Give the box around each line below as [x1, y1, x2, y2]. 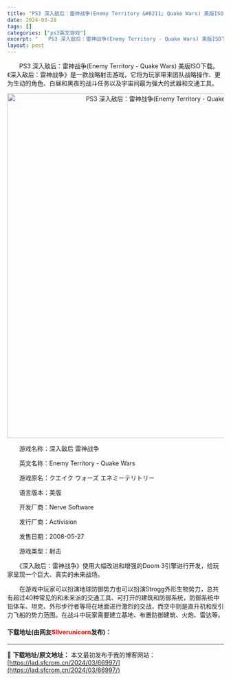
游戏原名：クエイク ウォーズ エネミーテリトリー [19, 474, 155, 482]
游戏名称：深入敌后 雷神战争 [19, 445, 100, 452]
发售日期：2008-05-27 [19, 532, 85, 540]
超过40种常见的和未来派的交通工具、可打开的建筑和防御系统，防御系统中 [12, 593, 220, 602]
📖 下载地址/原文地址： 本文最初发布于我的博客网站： [7, 651, 156, 659]
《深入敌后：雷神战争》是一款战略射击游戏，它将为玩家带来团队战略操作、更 [7, 70, 221, 79]
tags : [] [7, 23, 32, 30]
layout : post [7, 42, 45, 49]
